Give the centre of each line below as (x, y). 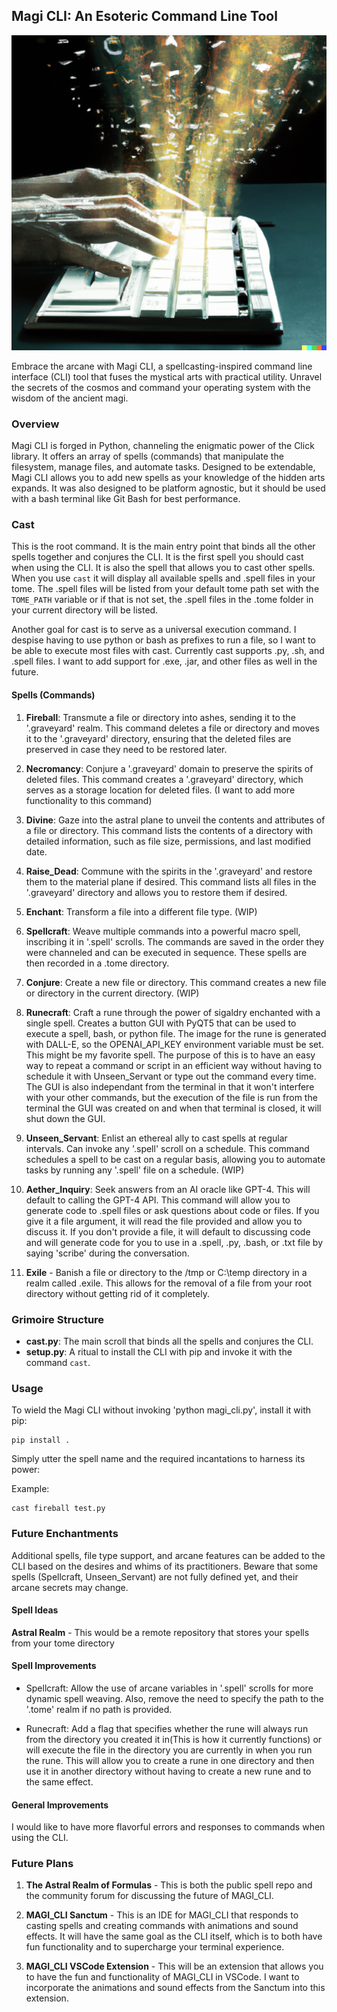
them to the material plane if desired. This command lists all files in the (171, 881)
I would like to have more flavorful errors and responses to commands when (168, 1827)
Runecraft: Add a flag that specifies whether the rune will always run (167, 1728)
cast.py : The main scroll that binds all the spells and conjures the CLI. (169, 1341)
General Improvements (60, 1805)
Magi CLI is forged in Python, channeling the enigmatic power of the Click (163, 446)
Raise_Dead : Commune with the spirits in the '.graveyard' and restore (169, 871)
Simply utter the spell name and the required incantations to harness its (158, 1459)
